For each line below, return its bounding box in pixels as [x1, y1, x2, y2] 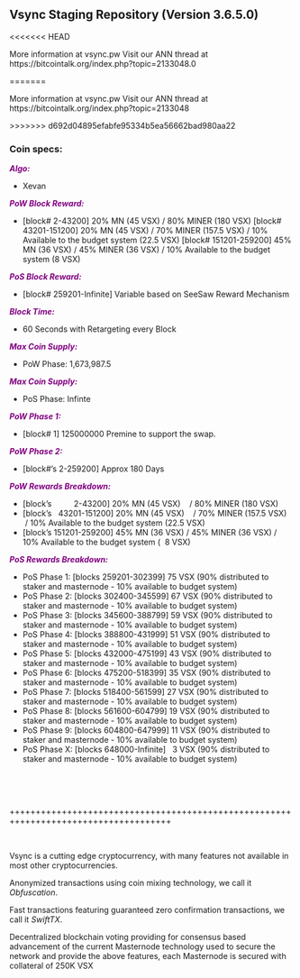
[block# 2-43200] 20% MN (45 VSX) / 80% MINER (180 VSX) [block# [22, 215, 282, 226]
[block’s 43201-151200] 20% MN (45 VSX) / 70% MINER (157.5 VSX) [22, 508, 287, 519]
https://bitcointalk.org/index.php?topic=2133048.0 [9, 58, 196, 69]
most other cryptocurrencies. [9, 860, 119, 871]
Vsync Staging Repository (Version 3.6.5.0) [9, 7, 259, 23]
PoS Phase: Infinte [22, 394, 92, 405]
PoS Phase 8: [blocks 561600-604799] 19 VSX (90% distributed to [22, 706, 270, 717]
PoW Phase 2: [9, 446, 63, 457]
